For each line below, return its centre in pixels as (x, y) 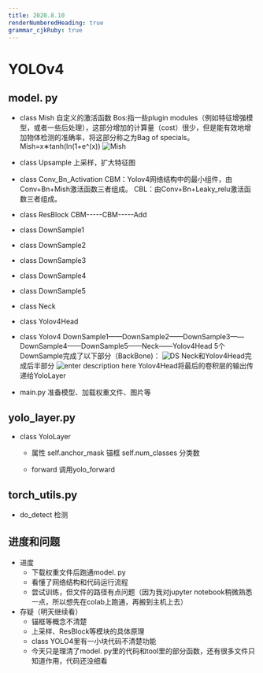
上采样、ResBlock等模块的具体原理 (88, 631)
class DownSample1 (52, 230)
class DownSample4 (53, 275)
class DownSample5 (53, 291)
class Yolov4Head (49, 322)
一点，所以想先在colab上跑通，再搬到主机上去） (109, 601)
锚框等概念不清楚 (59, 621)
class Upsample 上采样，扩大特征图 (78, 163)
